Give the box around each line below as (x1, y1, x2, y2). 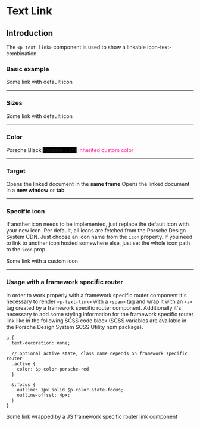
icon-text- (146, 43, 172, 51)
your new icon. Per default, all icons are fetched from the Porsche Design (6, 227, 186, 234)
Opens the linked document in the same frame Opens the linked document (6, 181, 190, 188)
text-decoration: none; (11, 340, 70, 346)
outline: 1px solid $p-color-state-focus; (17, 387, 124, 393)
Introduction (6, 28, 54, 38)
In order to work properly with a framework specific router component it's (6, 291, 187, 298)
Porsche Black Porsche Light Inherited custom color (6, 146, 134, 153)
